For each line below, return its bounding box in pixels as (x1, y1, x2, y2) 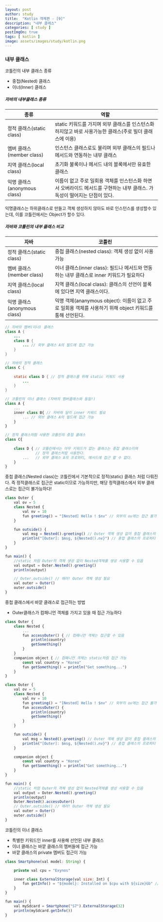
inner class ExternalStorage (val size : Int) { (14, 877, 110, 882)
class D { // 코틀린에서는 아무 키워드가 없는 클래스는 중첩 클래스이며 (14, 446, 138, 451)
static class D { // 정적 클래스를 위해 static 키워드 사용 (14, 374, 125, 379)
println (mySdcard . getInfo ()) (14, 908, 73, 913)
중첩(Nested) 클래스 (12, 78, 51, 84)
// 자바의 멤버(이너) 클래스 (5, 324, 54, 329)
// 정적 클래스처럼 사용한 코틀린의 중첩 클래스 (5, 433, 86, 437)
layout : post (5, 7, 32, 12)
